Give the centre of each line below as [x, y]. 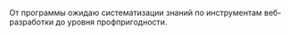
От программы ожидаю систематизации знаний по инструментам [136, 13]
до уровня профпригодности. [111, 22]
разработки [32, 22]
